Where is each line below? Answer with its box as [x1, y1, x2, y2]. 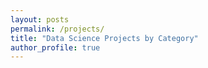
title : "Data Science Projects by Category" [10, 33, 199, 43]
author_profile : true [10, 42, 101, 53]
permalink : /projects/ [10, 24, 105, 34]
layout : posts [10, 14, 70, 25]
